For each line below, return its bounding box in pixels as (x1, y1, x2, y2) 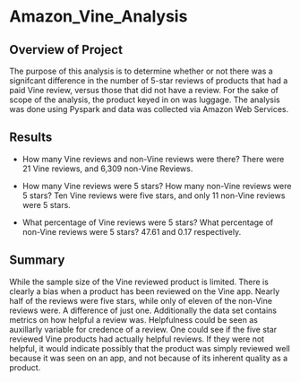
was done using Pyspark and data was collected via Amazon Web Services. (9, 104, 289, 114)
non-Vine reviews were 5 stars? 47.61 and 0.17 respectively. (21, 226, 242, 237)
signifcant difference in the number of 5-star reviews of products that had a (9, 75, 288, 86)
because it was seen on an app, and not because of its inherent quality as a (9, 352, 288, 363)
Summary (9, 253, 65, 268)
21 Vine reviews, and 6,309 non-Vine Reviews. (21, 163, 193, 174)
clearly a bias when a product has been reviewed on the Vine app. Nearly (9, 285, 280, 297)
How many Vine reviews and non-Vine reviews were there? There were (21, 153, 285, 164)
